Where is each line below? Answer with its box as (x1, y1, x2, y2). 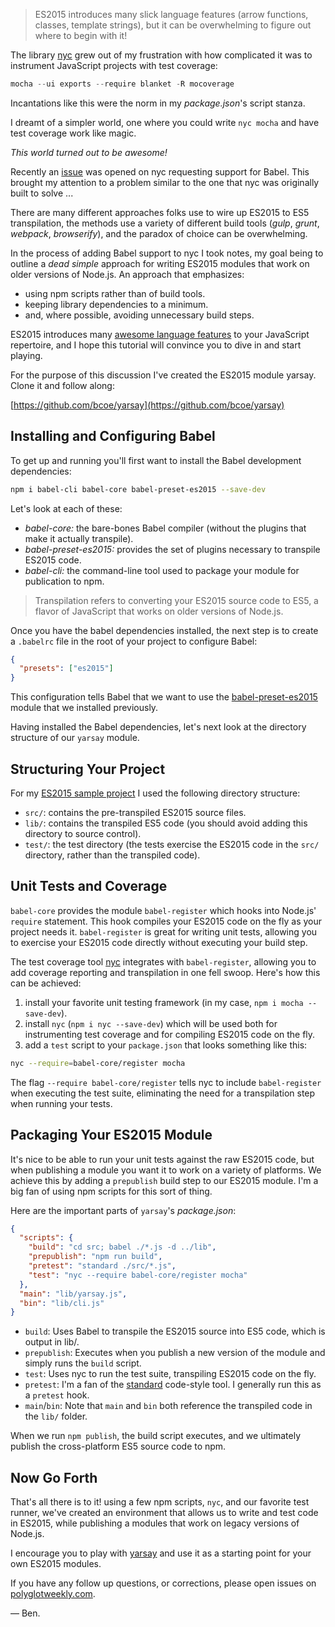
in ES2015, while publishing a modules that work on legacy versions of (10, 1517, 300, 1529)
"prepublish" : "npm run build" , (28, 1252, 163, 1262)
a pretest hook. (24, 1389, 90, 1401)
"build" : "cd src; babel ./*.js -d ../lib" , (28, 1242, 217, 1253)
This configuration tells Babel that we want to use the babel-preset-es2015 (10, 691, 318, 703)
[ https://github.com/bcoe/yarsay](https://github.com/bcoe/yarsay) (10, 399, 285, 411)
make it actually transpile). (24, 532, 134, 544)
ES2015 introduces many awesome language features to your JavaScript (10, 328, 310, 340)
